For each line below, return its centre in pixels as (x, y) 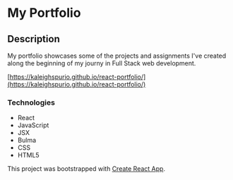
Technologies (31, 102)
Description (34, 39)
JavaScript (33, 125)
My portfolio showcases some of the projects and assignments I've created (117, 56)
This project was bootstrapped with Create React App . (86, 169)
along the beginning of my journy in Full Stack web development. (102, 63)
